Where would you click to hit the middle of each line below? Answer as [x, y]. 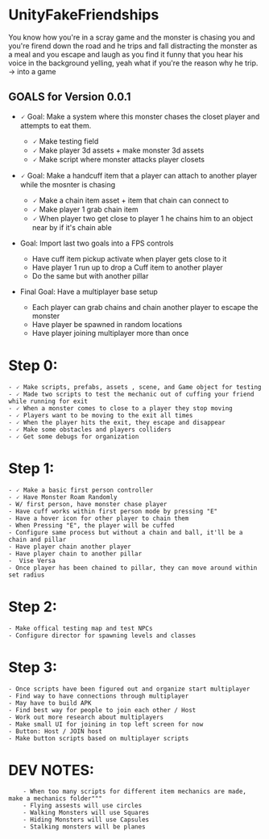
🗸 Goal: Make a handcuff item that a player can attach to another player [139, 175]
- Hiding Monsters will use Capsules [86, 820]
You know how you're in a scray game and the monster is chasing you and [132, 37]
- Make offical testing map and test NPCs [81, 628]
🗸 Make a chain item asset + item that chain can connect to [130, 200]
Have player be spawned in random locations [107, 324]
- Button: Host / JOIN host [56, 731]
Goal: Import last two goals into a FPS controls [97, 243]
